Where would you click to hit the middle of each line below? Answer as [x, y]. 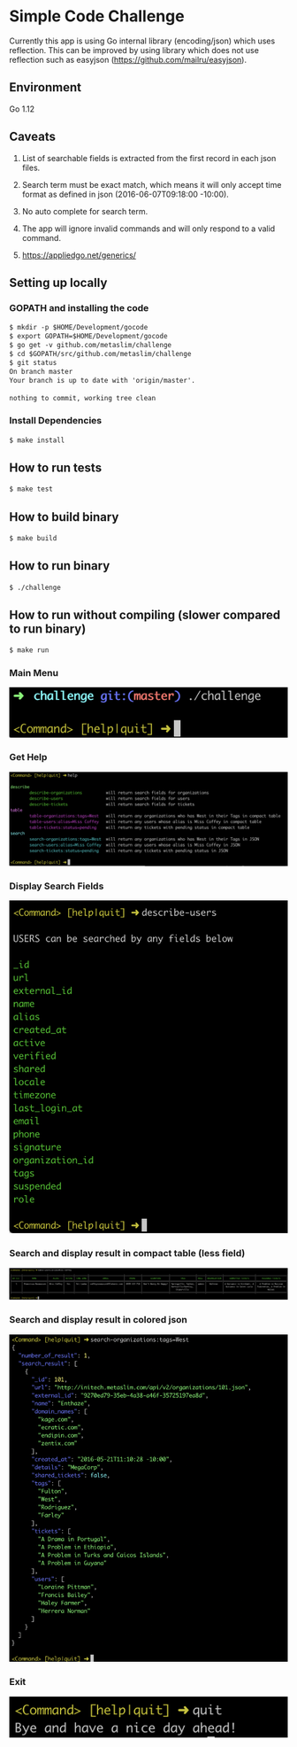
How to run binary [60, 566]
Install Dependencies [56, 421]
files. [31, 167]
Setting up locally [58, 282]
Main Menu [34, 673]
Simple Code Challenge [97, 16]
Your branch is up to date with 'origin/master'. [103, 381]
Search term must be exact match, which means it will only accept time [152, 184]
